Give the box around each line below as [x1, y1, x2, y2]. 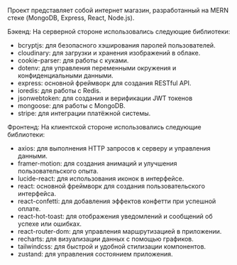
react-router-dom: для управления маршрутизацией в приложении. [17, 227, 222, 235]
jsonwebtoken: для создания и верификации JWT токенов [17, 94, 193, 102]
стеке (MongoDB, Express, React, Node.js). [7, 13, 135, 22]
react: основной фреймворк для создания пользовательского [17, 182, 206, 190]
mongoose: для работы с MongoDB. [17, 102, 126, 109]
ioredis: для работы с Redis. [17, 87, 101, 94]
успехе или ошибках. [17, 220, 82, 228]
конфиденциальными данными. [17, 71, 114, 80]
